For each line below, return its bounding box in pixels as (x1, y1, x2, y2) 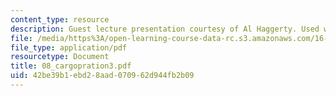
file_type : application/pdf (10, 42, 128, 53)
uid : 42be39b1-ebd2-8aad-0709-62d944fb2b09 (10, 71, 195, 81)
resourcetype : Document (10, 52, 110, 62)
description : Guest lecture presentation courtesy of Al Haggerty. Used (10, 24, 320, 34)
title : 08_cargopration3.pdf (10, 61, 132, 71)
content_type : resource (10, 14, 110, 25)
